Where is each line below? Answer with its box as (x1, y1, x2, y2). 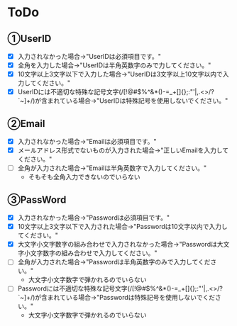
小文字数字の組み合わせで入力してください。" (23, 249, 158, 257)
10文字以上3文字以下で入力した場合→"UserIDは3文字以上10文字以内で (17, 70, 224, 79)
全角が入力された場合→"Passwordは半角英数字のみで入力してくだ (17, 258, 211, 266)
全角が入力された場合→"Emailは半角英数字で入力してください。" (17, 164, 207, 172)
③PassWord (7, 193, 67, 206)
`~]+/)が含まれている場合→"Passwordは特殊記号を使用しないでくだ (17, 293, 215, 302)
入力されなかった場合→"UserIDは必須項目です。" (17, 52, 162, 60)
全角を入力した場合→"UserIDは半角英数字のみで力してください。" (17, 61, 211, 69)
